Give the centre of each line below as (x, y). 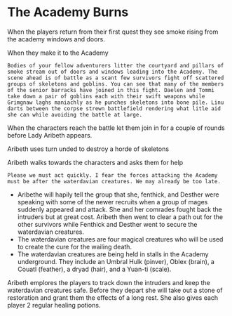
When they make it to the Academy (58, 53)
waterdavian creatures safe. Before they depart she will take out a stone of (115, 290)
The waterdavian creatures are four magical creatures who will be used (120, 239)
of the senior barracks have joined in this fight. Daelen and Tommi (111, 90)
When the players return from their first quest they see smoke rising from (113, 32)
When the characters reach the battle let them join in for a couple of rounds (116, 128)
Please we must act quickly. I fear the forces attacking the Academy (112, 175)
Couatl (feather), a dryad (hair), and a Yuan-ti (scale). (94, 269)
